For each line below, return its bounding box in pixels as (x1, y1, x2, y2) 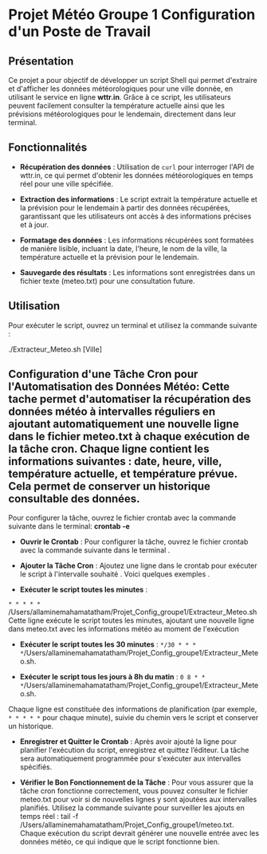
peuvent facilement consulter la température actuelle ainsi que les (8, 101, 226, 110)
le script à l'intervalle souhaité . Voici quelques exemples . (19, 569, 210, 579)
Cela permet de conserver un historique (8, 480, 211, 494)
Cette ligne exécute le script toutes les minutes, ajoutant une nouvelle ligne (8, 616, 255, 625)
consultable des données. (8, 492, 141, 506)
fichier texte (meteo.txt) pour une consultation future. (19, 276, 195, 285)
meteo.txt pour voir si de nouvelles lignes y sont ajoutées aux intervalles (19, 795, 257, 805)
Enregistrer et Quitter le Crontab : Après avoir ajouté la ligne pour (19, 737, 237, 746)
